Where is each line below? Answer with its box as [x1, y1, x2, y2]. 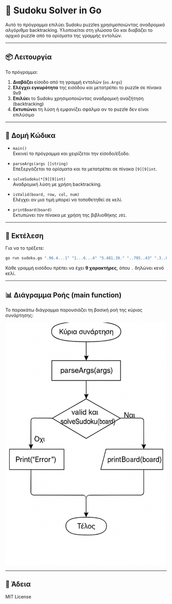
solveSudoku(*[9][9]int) [12, 176, 66, 182]
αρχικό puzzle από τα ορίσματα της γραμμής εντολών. [5, 32, 122, 38]
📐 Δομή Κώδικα [5, 131, 56, 140]
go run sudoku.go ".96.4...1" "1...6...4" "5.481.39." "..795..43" [5, 256, 153, 261]
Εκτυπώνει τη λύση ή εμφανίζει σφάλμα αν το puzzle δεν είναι [12, 106, 149, 112]
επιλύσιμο [12, 111, 35, 117]
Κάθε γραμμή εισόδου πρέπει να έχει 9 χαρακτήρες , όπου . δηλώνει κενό [5, 265, 164, 271]
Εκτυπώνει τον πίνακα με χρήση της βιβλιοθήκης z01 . [12, 212, 127, 218]
